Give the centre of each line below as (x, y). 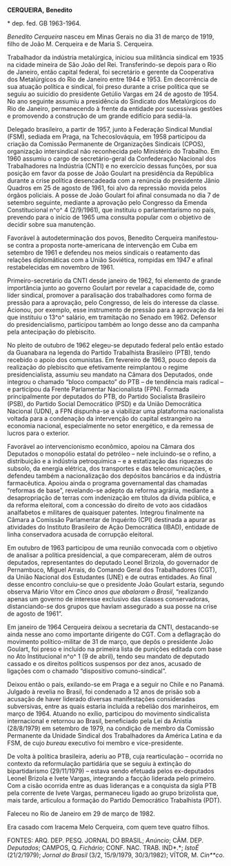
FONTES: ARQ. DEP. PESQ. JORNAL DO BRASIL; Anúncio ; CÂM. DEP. (105, 840)
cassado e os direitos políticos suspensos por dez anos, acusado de (104, 664)
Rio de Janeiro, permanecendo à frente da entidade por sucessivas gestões (115, 109)
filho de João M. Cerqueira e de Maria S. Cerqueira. (80, 44)
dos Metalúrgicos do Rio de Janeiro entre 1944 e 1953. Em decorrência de (112, 79)
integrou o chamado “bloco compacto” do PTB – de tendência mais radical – (115, 382)
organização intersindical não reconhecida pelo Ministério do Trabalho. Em (113, 151)
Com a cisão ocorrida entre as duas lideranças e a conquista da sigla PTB (112, 786)
